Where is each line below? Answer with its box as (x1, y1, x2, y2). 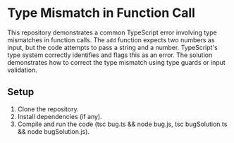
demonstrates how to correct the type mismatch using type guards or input (7, 58, 226, 66)
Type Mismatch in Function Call (7, 5, 196, 21)
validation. (7, 66, 37, 74)
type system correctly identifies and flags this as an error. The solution (7, 51, 213, 59)
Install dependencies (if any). (17, 112, 102, 120)
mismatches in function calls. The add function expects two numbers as (7, 35, 215, 44)
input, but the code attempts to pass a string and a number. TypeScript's (7, 43, 218, 51)
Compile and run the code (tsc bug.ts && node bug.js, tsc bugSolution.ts (17, 120, 228, 128)
